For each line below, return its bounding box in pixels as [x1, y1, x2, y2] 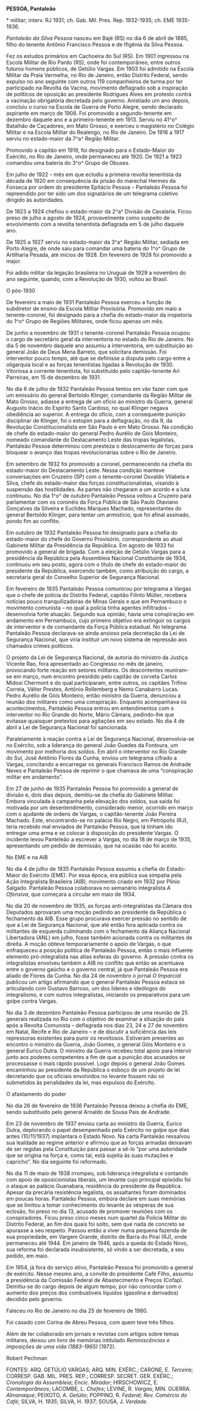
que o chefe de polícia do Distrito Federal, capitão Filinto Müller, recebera [6, 592, 187, 598]
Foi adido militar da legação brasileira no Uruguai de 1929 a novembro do [6, 269, 186, 276]
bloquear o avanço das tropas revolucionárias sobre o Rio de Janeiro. [6, 449, 177, 456]
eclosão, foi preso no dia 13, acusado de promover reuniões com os [6, 1208, 173, 1215]
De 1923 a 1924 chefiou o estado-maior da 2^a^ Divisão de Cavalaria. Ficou [6, 208, 192, 215]
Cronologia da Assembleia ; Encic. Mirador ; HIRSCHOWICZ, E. [6, 1379, 159, 1386]
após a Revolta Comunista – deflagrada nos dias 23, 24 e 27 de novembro [6, 1022, 188, 1029]
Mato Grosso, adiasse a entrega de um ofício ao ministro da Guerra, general [6, 398, 193, 405]
